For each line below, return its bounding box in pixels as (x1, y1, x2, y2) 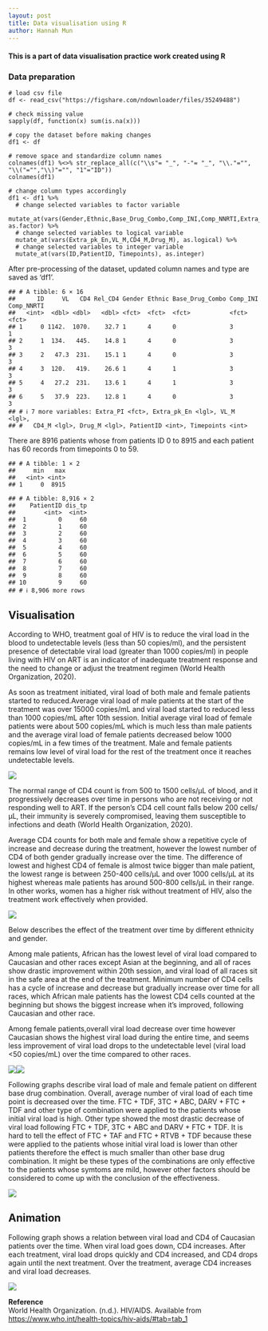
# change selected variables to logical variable (15, 229, 183, 237)
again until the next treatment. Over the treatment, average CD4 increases (8, 1257, 252, 1267)
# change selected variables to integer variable (15, 243, 183, 252)
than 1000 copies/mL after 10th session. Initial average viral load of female (8, 713, 253, 723)
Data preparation (8, 71, 76, 82)
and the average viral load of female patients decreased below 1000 (8, 730, 232, 740)
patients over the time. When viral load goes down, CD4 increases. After (8, 1241, 246, 1250)
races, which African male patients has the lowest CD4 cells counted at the (8, 991, 255, 1001)
